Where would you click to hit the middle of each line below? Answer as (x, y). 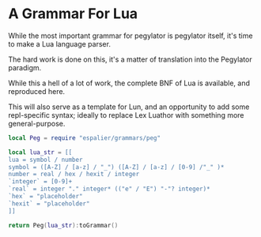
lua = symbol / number (45, 160)
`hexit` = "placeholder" (49, 203)
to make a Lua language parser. (59, 43)
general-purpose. (37, 123)
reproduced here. (37, 91)
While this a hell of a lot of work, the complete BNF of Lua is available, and (129, 83)
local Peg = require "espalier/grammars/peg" (84, 138)
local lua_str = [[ (40, 152)
